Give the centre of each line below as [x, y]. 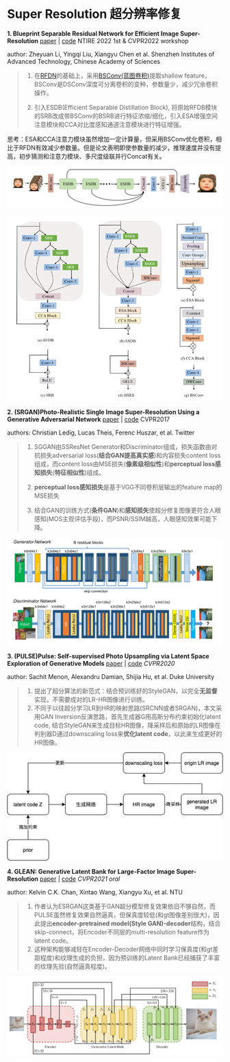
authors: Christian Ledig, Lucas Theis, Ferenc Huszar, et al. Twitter [101, 432]
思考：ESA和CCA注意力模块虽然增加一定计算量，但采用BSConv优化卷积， [112, 139]
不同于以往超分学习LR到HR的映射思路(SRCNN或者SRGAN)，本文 [125, 708]
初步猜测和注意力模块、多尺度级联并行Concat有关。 [92, 156]
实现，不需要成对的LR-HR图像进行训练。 [91, 699]
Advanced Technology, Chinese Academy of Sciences [84, 61]
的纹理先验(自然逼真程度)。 [72, 967]
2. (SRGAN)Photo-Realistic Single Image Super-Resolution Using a [103, 412]
